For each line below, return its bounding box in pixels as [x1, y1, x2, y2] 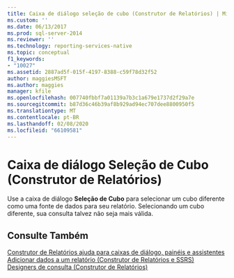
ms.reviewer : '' [7, 36, 54, 43]
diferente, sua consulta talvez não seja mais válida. [7, 210, 153, 218]
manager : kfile [7, 88, 52, 95]
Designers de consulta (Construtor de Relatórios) [7, 263, 148, 272]
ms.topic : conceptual [7, 49, 70, 56]
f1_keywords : [7, 56, 45, 63]
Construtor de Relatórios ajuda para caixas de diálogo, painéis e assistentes [7, 248, 225, 256]
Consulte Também [7, 229, 89, 241]
